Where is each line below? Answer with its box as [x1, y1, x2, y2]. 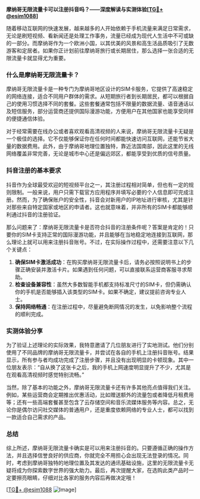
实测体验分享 [6, 327, 43, 335]
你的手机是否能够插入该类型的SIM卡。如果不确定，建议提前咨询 [14, 288, 171, 295]
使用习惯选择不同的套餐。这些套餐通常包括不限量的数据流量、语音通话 [16, 101, 189, 108]
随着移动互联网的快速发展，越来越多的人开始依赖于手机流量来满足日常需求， [6, 25, 194, 32]
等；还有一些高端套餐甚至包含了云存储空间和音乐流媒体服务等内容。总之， [6, 398, 189, 406]
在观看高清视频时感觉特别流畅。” [6, 371, 85, 378]
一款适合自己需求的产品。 [6, 413, 69, 420]
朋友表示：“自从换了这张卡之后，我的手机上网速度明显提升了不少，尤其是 [11, 363, 192, 371]
